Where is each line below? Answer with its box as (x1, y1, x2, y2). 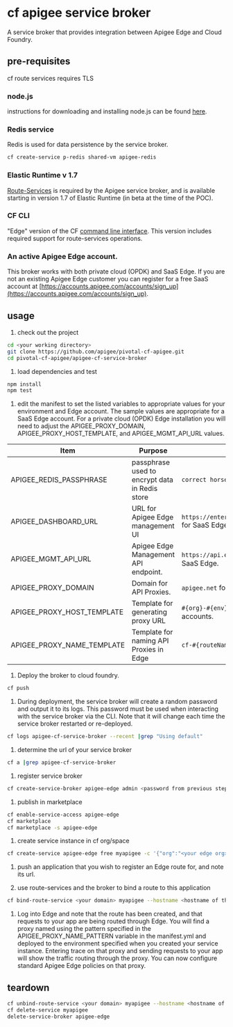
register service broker (17, 771, 83, 780)
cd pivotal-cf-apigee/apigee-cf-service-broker (7, 354, 148, 361)
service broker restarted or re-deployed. (17, 719, 133, 728)
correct (181, 476, 207, 484)
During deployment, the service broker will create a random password (17, 698, 218, 706)
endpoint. (131, 567, 163, 577)
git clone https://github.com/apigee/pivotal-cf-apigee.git (7, 348, 185, 355)
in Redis (131, 484, 158, 494)
